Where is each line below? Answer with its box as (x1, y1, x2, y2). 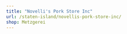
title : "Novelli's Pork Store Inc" (6, 8, 93, 14)
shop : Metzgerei (6, 19, 46, 25)
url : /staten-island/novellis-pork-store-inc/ (6, 14, 122, 20)
